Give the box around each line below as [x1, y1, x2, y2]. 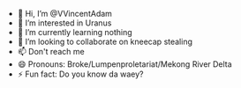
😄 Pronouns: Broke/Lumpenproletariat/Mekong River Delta [17, 59, 232, 70]
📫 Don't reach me [17, 47, 86, 56]
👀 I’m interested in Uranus [17, 18, 112, 28]
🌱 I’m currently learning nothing [17, 27, 132, 37]
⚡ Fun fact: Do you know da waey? [17, 69, 144, 79]
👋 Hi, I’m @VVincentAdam [17, 9, 113, 18]
